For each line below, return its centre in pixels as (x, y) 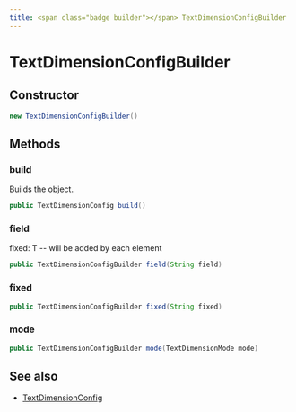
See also (34, 376)
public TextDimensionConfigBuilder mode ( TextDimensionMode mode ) (134, 348)
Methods (35, 143)
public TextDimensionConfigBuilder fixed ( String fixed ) (116, 307)
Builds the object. (42, 189)
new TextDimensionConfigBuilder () (74, 116)
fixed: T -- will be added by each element (86, 248)
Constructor (44, 95)
